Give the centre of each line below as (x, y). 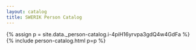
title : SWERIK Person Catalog (44, 17)
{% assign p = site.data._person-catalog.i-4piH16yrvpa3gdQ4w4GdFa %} (98, 34)
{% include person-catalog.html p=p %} (56, 40)
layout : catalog (27, 12)
